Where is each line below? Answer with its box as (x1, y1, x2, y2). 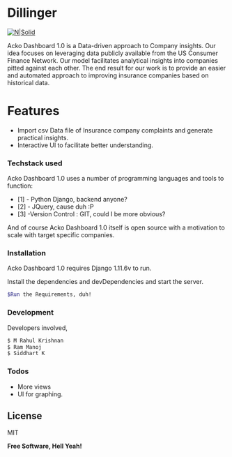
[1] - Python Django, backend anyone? (17, 195, 127, 204)
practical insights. (17, 133, 68, 142)
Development (7, 308, 54, 317)
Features (7, 103, 60, 119)
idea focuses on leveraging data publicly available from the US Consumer (7, 49, 218, 57)
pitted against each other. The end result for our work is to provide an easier (7, 63, 226, 72)
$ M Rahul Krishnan (7, 337, 64, 344)
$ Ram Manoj (7, 343, 42, 350)
